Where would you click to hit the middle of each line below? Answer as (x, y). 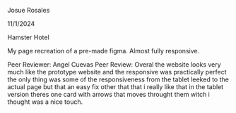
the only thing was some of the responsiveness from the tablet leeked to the (118, 79)
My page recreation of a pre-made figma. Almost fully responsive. (104, 51)
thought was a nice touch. (45, 102)
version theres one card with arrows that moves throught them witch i (109, 94)
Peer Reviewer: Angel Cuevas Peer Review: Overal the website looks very (114, 65)
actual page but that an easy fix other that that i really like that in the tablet (116, 87)
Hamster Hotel (28, 37)
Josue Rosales (29, 10)
